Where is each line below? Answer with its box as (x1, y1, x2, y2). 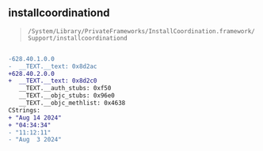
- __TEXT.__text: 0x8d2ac (8, 62, 97, 70)
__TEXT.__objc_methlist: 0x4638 (18, 99, 126, 108)
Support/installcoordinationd (27, 34, 128, 42)
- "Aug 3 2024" (8, 136, 62, 144)
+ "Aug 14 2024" (8, 114, 62, 122)
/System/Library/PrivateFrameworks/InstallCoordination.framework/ (27, 27, 255, 35)
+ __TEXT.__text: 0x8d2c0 (8, 77, 97, 85)
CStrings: (8, 106, 41, 114)
